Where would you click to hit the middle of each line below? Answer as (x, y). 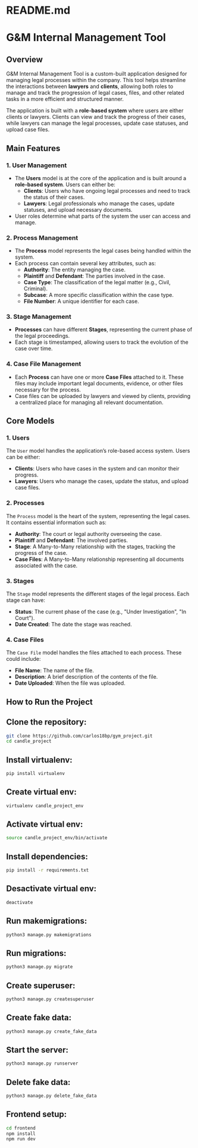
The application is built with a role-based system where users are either (95, 111)
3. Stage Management (39, 317)
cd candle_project (29, 741)
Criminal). (35, 288)
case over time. (34, 349)
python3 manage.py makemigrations (49, 934)
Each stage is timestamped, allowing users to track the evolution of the (102, 342)
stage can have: (26, 600)
